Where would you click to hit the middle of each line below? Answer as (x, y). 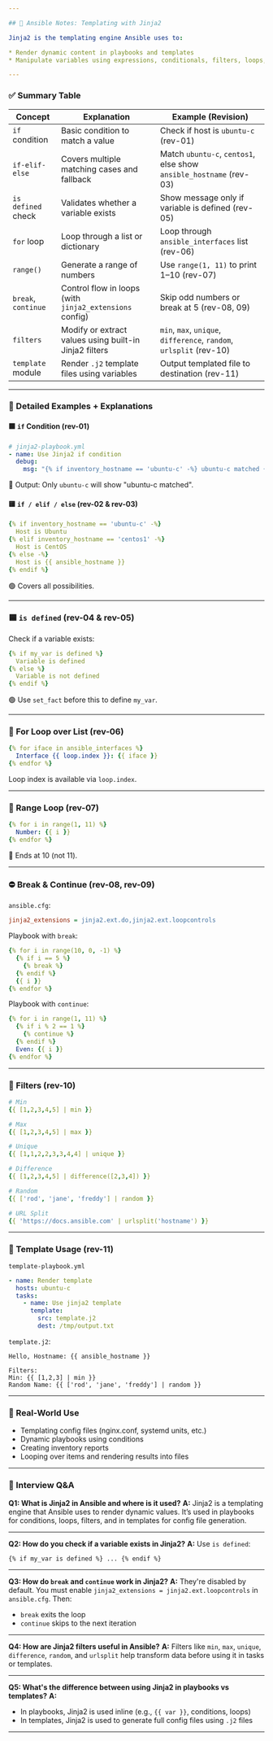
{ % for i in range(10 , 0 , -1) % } (65, 951)
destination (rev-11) (199, 373)
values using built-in (100, 340)
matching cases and (99, 169)
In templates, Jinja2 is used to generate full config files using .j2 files (136, 1720)
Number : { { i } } (43, 832)
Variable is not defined (58, 676)
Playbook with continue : (49, 1004)
